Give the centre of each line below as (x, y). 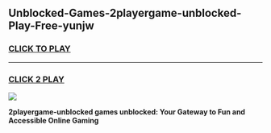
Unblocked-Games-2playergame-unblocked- (125, 13)
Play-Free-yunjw (51, 26)
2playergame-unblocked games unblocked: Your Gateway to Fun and (127, 111)
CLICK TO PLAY (40, 49)
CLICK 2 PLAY (36, 79)
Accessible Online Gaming (54, 120)
